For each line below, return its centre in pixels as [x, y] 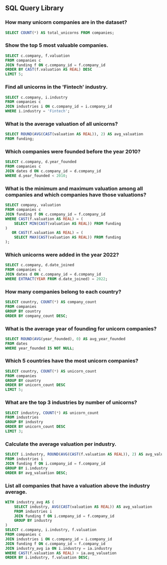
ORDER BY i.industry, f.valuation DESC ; [48, 558]
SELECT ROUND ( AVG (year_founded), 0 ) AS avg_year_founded [65, 339]
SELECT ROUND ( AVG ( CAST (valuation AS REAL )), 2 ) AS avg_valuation [74, 134]
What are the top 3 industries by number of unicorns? [71, 402]
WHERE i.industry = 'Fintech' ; [38, 111]
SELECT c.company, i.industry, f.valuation [51, 530]
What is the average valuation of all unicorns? [62, 124]
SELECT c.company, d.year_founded [41, 162]
